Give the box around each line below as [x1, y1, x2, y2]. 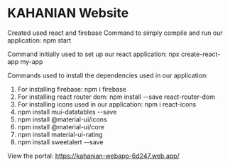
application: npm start [7, 36, 72, 44]
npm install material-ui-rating [17, 130, 103, 139]
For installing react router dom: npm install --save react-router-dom [17, 92, 215, 101]
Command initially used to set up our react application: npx [7, 50, 180, 58]
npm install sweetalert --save [17, 137, 104, 146]
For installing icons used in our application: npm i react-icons [17, 99, 197, 108]
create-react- [180, 50, 221, 58]
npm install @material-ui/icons [17, 115, 108, 124]
